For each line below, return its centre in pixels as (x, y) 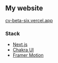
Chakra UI (23, 50)
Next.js (20, 44)
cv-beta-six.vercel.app (29, 20)
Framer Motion (28, 55)
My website (24, 8)
